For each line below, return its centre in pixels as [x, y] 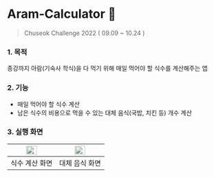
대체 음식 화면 [80, 163]
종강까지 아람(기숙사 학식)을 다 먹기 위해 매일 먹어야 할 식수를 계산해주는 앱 [107, 69]
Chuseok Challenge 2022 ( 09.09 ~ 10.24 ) [84, 33]
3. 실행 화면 [25, 132]
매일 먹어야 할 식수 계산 [49, 104]
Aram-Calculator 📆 [62, 14]
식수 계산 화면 [32, 163]
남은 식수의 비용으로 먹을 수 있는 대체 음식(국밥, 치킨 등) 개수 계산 [105, 113]
